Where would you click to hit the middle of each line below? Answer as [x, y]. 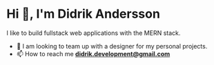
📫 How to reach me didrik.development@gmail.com [93, 53]
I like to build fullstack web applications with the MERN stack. [94, 33]
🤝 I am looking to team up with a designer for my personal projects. [112, 46]
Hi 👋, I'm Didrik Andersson [83, 14]
